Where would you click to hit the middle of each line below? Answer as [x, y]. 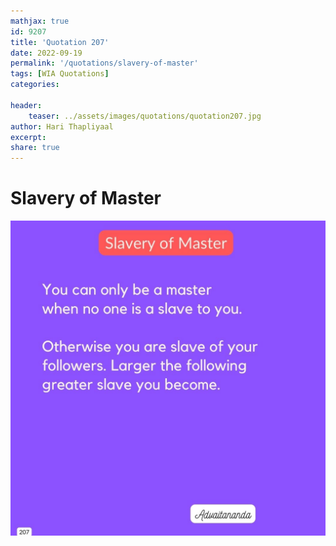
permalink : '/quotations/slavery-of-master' [104, 63]
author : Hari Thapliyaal [62, 126]
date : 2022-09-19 [46, 53]
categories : [35, 85]
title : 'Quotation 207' [60, 42]
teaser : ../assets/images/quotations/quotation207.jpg [145, 116]
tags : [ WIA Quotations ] [60, 74]
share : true [35, 148]
